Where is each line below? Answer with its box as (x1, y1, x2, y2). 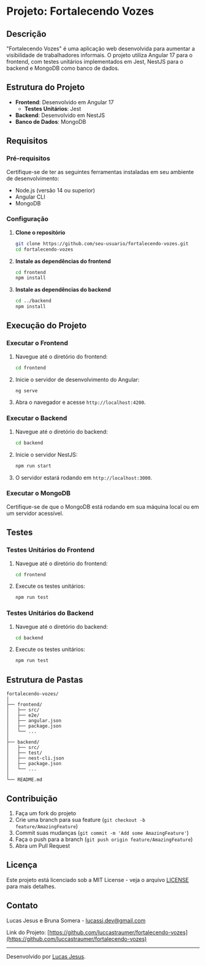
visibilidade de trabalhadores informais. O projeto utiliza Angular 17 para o (6, 51, 193, 59)
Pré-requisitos (6, 154, 50, 163)
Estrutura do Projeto (6, 82, 85, 93)
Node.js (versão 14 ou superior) (15, 186, 96, 194)
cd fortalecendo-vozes (15, 246, 74, 253)
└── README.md (6, 777, 43, 783)
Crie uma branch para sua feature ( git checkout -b (15, 816, 145, 823)
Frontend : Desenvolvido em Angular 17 (15, 98, 114, 105)
